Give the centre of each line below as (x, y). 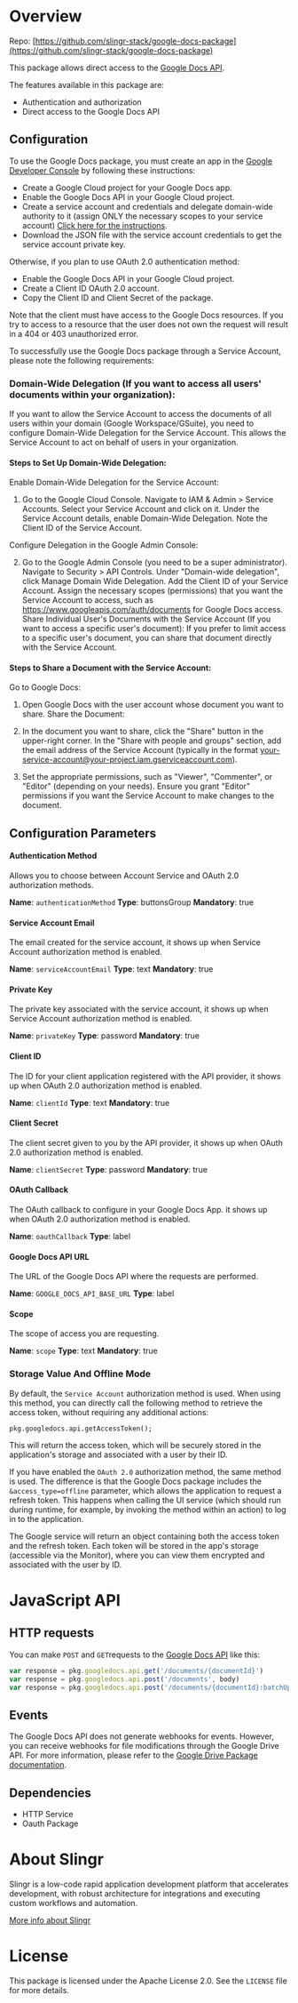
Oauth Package (50, 1823)
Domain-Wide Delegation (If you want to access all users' (135, 383)
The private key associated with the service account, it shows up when (139, 1009)
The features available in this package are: (86, 84)
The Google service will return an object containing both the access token (144, 1536)
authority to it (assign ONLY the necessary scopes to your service (142, 216)
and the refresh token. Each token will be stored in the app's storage (134, 1545)
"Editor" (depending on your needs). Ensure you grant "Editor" (136, 786)
